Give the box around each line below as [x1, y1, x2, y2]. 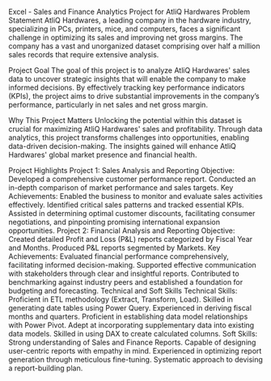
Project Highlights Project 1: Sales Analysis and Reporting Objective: [8, 166, 235, 175]
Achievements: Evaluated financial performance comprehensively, [8, 252, 229, 261]
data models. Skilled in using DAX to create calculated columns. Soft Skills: [8, 329, 258, 338]
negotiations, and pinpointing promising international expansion [8, 218, 221, 226]
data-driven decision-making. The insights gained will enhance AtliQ [8, 142, 236, 150]
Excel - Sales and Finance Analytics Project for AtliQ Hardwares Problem [8, 7, 251, 16]
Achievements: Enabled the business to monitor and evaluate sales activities [8, 192, 263, 201]
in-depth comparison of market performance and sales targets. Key [8, 183, 234, 193]
